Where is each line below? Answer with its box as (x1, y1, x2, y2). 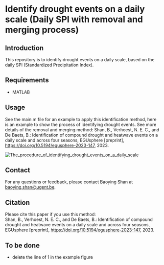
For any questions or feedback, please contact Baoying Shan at (5, 179, 133, 185)
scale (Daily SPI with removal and (5, 14, 143, 25)
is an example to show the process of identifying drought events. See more (5, 121, 157, 127)
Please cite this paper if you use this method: (5, 212, 96, 217)
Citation (5, 198, 30, 207)
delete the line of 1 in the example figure (12, 254, 93, 260)
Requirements (5, 76, 49, 84)
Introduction (5, 44, 44, 52)
